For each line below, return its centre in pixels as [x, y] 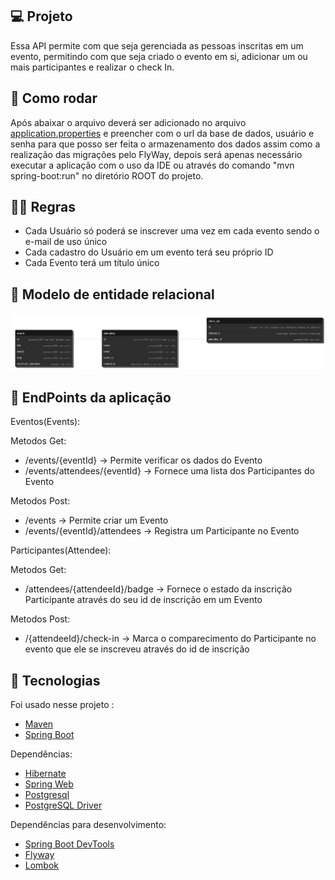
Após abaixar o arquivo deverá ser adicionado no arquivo [128, 122]
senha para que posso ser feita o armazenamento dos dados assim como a [165, 144]
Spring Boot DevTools [69, 844]
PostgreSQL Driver [63, 805]
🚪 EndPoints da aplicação [91, 397]
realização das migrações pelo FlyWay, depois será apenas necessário [156, 154]
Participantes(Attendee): [61, 550]
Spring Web [49, 784]
